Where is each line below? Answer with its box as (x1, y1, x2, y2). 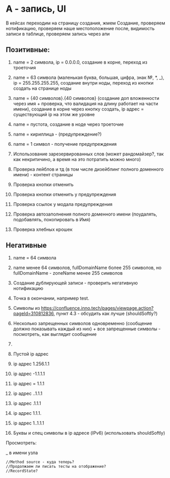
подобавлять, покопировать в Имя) (13, 216, 91, 222)
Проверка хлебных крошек (13, 226, 73, 232)
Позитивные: (6, 45, 50, 54)
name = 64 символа (13, 254, 56, 260)
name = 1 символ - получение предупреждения (13, 141, 117, 147)
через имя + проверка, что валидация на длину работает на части (13, 100, 158, 107)
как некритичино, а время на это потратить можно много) (13, 156, 141, 162)
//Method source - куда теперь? (6, 459, 74, 464)
